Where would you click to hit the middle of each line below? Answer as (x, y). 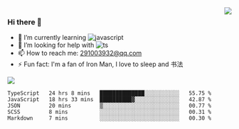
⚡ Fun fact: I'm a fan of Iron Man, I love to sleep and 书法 (100, 64)
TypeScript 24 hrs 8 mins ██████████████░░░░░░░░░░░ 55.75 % (110, 93)
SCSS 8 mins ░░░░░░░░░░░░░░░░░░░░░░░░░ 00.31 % (110, 112)
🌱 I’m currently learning (52, 38)
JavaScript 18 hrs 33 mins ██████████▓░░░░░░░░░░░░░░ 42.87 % (110, 100)
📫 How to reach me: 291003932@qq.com (80, 53)
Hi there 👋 (25, 22)
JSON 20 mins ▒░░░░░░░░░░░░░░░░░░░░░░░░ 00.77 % (110, 106)
